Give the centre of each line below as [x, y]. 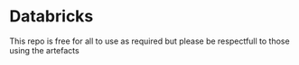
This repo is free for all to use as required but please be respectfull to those [150, 41]
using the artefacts [44, 50]
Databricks [51, 16]
